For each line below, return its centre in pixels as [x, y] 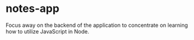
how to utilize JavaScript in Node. [47, 31]
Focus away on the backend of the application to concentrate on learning [97, 25]
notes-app [33, 9]
